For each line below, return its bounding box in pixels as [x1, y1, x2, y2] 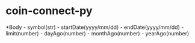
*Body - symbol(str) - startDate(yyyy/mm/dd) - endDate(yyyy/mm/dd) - [5, 24, 184, 31]
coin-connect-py [5, 4, 93, 18]
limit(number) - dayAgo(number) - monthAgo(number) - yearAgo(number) [5, 29, 190, 37]
